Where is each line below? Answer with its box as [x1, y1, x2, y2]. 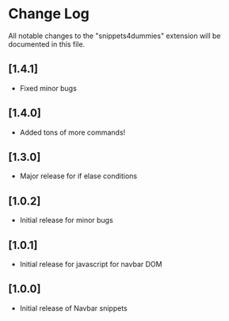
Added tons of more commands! [19, 128, 126, 137]
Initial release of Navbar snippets [19, 303, 128, 313]
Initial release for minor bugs [19, 216, 113, 225]
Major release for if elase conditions [19, 171, 137, 181]
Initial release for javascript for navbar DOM [19, 259, 162, 269]
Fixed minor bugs [19, 83, 77, 93]
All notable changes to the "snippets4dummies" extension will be [8, 31, 221, 40]
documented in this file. [8, 39, 86, 48]
